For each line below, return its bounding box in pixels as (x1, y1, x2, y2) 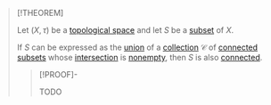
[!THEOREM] (16, 8, 64, 18)
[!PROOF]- (38, 69, 78, 79)
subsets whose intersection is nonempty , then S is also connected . (16, 52, 263, 62)
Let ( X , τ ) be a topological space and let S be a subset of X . (16, 25, 234, 35)
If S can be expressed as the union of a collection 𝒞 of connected (16, 42, 259, 52)
